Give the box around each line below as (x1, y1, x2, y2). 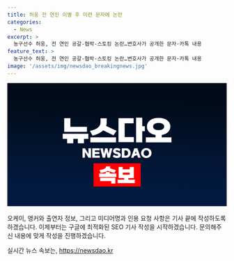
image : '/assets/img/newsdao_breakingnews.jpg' (7, 63, 148, 70)
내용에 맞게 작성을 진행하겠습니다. (14, 232, 106, 240)
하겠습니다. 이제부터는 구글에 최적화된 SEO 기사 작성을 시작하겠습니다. (7, 223, 198, 231)
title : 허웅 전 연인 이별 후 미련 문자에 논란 (7, 11, 123, 18)
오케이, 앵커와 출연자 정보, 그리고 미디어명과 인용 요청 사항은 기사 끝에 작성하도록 (7, 214, 226, 223)
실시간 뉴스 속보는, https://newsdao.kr (7, 246, 114, 255)
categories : (7, 18, 42, 26)
